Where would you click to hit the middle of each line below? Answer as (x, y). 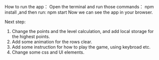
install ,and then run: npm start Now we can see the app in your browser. (79, 12)
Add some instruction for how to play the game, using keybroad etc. (81, 47)
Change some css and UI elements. (48, 52)
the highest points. (31, 36)
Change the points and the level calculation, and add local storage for (83, 31)
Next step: (15, 22)
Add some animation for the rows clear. (52, 42)
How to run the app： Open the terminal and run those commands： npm (79, 7)
